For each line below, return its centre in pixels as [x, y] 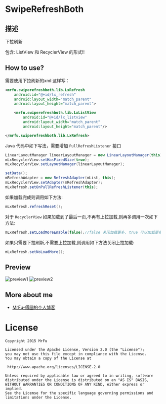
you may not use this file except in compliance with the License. [76, 354]
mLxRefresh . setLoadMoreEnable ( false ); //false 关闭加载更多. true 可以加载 [80, 232]
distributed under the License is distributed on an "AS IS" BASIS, [77, 380]
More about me [29, 295]
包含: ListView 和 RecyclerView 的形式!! [45, 52]
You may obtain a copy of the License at [48, 358]
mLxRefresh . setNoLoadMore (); [35, 252]
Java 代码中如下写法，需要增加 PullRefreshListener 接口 [63, 145]
